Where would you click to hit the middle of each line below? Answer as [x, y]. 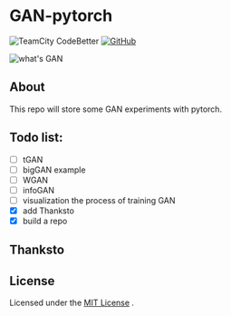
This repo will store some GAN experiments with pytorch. [116, 109]
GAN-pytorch [61, 16]
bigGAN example [54, 170]
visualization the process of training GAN [99, 200]
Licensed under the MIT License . [72, 303]
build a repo [45, 221]
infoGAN [38, 190]
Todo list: [36, 138]
